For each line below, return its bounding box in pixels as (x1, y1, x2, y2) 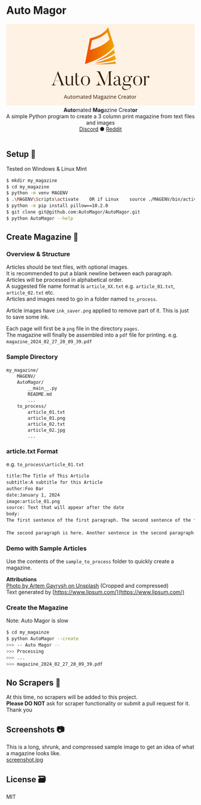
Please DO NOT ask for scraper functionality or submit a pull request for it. (6, 700, 190, 707)
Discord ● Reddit (79, 125, 122, 133)
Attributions (6, 576, 37, 583)
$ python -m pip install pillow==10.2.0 (6, 203, 109, 209)
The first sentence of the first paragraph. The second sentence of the (6, 517, 191, 524)
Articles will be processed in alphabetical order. (6, 277, 124, 284)
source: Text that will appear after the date (6, 504, 124, 510)
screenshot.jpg (6, 756, 44, 764)
